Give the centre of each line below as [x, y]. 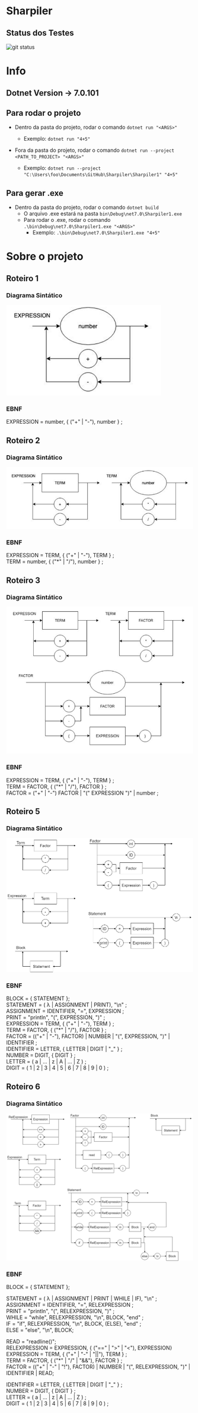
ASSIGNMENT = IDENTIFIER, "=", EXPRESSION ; [65, 1011]
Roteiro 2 [23, 440]
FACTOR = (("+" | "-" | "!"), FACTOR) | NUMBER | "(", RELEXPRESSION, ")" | [98, 1367]
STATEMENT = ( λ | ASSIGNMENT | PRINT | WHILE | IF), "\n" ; [82, 1298]
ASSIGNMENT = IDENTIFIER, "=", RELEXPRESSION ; [70, 1305]
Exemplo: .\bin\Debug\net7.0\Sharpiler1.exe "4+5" [96, 233]
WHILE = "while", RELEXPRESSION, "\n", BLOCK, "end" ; [75, 1317]
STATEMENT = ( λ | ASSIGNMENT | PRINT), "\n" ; [67, 1005]
